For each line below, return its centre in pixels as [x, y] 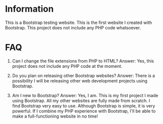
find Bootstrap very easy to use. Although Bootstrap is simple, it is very [83, 105]
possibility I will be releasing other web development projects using [80, 81]
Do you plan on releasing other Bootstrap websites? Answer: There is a [83, 75]
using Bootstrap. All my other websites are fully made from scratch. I [81, 101]
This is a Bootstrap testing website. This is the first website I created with [79, 22]
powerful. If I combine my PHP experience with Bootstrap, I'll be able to [84, 111]
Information [29, 9]
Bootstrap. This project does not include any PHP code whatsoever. [73, 27]
